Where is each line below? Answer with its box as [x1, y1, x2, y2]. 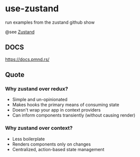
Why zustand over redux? [5, 85, 68, 92]
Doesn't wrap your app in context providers [12, 107, 101, 113]
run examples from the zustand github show [5, 19, 95, 25]
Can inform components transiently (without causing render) [12, 112, 136, 118]
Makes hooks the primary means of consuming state [12, 102, 119, 108]
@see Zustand [5, 29, 35, 35]
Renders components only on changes [12, 141, 91, 147]
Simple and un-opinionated [12, 97, 68, 103]
